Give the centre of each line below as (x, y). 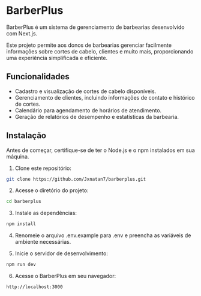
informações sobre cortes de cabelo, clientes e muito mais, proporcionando (100, 51)
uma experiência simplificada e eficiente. (57, 58)
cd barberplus (24, 202)
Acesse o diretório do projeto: (52, 190)
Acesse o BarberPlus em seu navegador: (65, 276)
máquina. (18, 156)
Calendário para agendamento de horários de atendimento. (88, 110)
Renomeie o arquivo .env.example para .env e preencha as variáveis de (103, 235)
